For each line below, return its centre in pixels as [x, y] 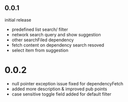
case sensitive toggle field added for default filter [61, 94]
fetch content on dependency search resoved [58, 45]
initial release [18, 20]
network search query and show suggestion [56, 34]
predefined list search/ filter [40, 29]
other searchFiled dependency [43, 40]
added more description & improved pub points [59, 89]
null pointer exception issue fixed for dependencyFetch [67, 83]
